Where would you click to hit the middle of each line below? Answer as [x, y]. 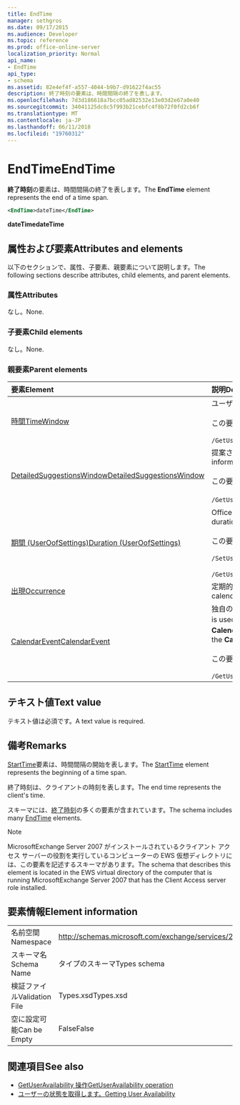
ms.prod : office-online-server [54, 47]
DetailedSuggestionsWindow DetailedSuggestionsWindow [108, 475]
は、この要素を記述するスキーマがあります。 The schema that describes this [119, 864]
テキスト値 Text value [54, 702]
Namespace [31, 942]
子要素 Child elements [45, 332]
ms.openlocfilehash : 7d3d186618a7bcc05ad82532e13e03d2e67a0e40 [104, 101]
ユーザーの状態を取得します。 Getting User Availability [96, 1094]
